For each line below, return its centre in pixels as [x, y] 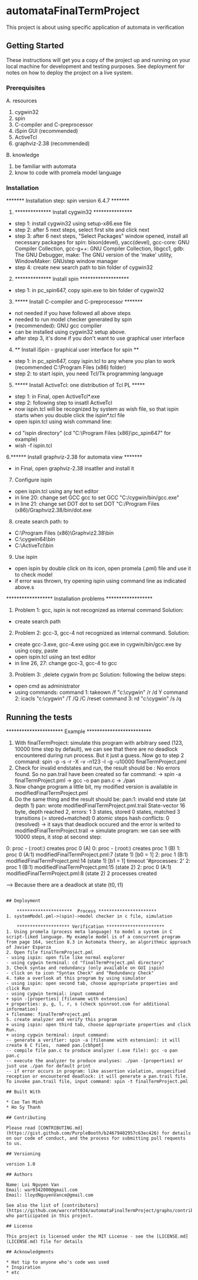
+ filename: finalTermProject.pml [49, 1014]
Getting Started [35, 46]
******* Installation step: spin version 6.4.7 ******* [68, 201]
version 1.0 [21, 1164]
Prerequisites [26, 88]
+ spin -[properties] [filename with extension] [67, 999]
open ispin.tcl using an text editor [55, 657]
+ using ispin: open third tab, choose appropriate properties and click [99, 1025]
